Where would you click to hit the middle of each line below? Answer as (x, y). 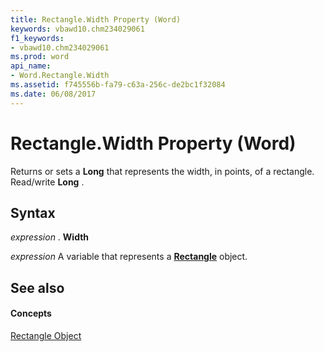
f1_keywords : (37, 38)
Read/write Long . (47, 182)
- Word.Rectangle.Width (60, 76)
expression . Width (50, 237)
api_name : (31, 66)
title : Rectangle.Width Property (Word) (96, 19)
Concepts (31, 313)
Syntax (33, 212)
